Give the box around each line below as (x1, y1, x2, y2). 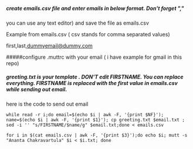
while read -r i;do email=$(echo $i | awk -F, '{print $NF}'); (6, 111, 164, 117)
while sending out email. (6, 86, 67, 93)
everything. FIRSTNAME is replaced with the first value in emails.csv (6, 79, 178, 86)
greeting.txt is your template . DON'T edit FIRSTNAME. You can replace (6, 73, 184, 80)
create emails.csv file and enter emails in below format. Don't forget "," (6, 5, 184, 12)
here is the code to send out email (6, 100, 89, 107)
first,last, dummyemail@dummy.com (6, 42, 93, 49)
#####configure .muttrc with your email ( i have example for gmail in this (6, 53, 182, 60)
